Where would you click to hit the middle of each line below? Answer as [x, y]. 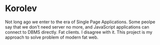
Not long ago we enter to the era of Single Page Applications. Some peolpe [80, 22]
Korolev [21, 8]
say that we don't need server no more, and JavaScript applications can [77, 27]
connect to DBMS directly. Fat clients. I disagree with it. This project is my [79, 32]
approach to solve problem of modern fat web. [52, 37]
